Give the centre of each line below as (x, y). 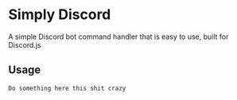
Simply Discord (60, 15)
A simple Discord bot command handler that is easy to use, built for (118, 37)
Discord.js (25, 44)
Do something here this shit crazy (67, 88)
